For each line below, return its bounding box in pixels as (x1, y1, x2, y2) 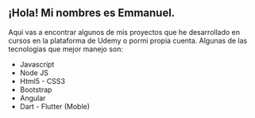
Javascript (19, 59, 55, 69)
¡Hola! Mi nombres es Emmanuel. (8, 6, 176, 20)
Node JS (19, 67, 49, 78)
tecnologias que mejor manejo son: (8, 44, 123, 54)
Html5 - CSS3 (19, 76, 66, 86)
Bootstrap (19, 85, 52, 94)
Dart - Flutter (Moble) (19, 101, 90, 111)
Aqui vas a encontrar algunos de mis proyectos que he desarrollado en (8, 27, 241, 36)
